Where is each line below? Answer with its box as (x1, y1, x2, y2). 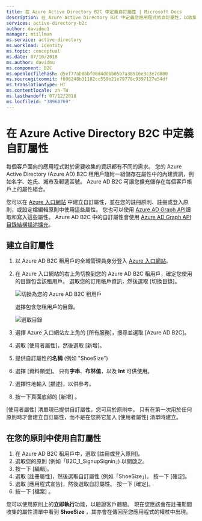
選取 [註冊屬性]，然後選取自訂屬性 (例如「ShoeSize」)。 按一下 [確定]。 (14, 473, 191, 480)
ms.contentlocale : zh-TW (6, 88, 69, 94)
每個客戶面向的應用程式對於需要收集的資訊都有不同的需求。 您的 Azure (6, 162, 182, 170)
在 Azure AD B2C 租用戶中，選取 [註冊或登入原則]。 (14, 450, 144, 458)
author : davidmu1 (6, 25, 50, 32)
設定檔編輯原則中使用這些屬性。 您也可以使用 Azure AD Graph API (22, 206, 186, 213)
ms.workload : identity (6, 43, 63, 49)
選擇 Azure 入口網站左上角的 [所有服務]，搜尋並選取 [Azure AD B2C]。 (14, 329, 190, 336)
